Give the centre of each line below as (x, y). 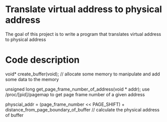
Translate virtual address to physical (84, 9)
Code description (43, 60)
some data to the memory (32, 79)
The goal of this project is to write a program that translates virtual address (83, 34)
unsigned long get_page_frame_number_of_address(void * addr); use (78, 89)
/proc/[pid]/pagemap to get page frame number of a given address (75, 94)
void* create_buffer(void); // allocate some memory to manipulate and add (83, 74)
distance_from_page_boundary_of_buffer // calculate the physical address (82, 109)
